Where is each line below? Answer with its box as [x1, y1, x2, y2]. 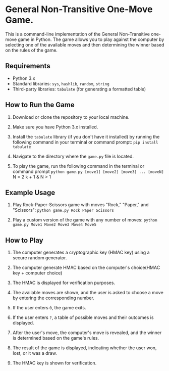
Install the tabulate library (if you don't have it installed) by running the [12, 133, 160, 140]
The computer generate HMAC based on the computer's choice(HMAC [12, 264, 160, 271]
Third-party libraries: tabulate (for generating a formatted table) [12, 86, 146, 92]
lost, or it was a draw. [12, 350, 57, 356]
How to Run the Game [5, 101, 75, 109]
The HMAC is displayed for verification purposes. [12, 280, 115, 286]
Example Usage [5, 188, 55, 197]
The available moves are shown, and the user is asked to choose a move [12, 290, 164, 296]
